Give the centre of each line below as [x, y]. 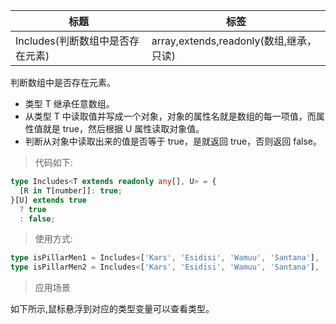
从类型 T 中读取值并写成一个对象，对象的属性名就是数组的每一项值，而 [170, 116]
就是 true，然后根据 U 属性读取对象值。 [123, 128]
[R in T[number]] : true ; [71, 190]
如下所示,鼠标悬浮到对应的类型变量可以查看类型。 [112, 309]
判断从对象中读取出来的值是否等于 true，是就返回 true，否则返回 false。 [173, 141]
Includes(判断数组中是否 [72, 41]
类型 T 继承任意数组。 [69, 103]
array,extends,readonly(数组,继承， [234, 41]
